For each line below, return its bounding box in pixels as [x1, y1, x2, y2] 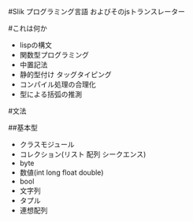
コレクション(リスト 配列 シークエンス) [19, 150, 147, 159]
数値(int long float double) [19, 168, 104, 177]
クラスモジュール [19, 140, 75, 149]
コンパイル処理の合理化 [19, 80, 96, 89]
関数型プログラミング [19, 50, 89, 59]
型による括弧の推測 [19, 90, 83, 98]
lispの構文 [19, 40, 53, 50]
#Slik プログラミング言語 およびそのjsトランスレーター [8, 7, 185, 16]
